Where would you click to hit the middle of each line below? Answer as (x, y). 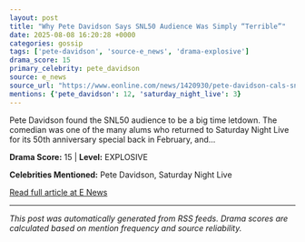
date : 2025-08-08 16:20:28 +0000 (73, 35)
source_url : (32, 86)
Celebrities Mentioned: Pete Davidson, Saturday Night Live (121, 175)
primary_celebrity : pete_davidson (75, 69)
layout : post (34, 18)
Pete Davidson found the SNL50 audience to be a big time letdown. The (143, 120)
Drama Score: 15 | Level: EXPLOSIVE (79, 156)
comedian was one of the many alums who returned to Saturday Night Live (149, 129)
